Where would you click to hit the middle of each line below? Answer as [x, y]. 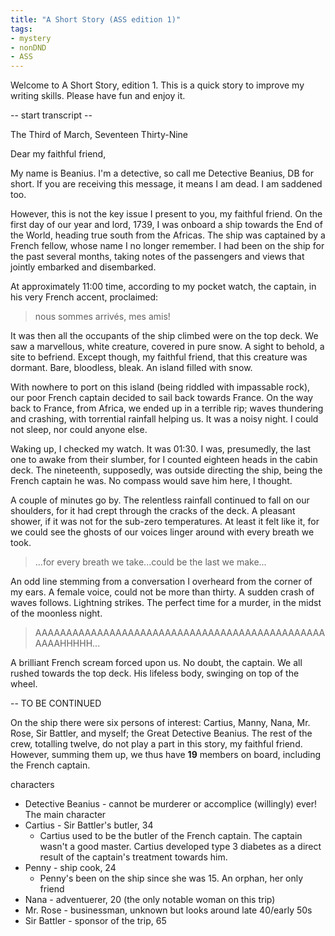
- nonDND [28, 47]
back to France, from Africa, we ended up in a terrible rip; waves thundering [167, 408]
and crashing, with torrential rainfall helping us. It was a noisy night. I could [164, 419]
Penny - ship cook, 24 [70, 868]
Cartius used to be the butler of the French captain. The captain [171, 836]
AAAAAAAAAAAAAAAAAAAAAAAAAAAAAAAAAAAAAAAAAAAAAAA [180, 633]
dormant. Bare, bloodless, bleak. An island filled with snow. [131, 368]
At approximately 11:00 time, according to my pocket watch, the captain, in [163, 287]
